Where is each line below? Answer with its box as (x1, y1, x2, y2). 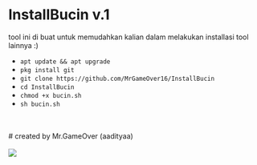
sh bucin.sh (19, 100, 60, 108)
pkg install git (19, 66, 75, 74)
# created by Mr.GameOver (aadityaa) (8, 131, 134, 141)
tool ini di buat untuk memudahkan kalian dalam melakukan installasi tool (8, 32, 249, 42)
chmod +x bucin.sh (19, 91, 82, 99)
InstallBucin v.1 (8, 6, 110, 24)
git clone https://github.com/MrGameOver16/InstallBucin (19, 74, 215, 82)
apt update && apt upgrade (19, 58, 111, 66)
